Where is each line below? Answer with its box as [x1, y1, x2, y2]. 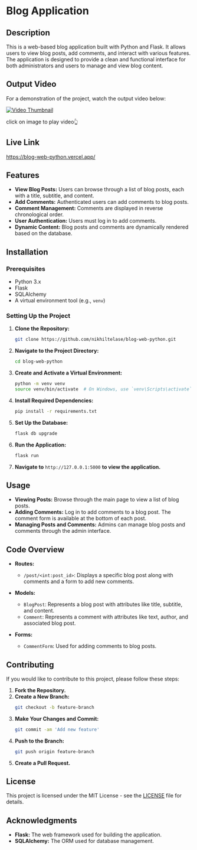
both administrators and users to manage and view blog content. [6, 62, 163, 69]
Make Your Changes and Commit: [14, 715, 99, 722]
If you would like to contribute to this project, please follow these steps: [6, 675, 180, 682]
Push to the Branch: [14, 737, 65, 744]
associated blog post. [23, 620, 76, 627]
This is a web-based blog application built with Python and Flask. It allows [6, 43, 186, 50]
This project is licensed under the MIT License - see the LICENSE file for [6, 792, 182, 799]
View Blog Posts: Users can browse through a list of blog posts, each [14, 186, 185, 193]
